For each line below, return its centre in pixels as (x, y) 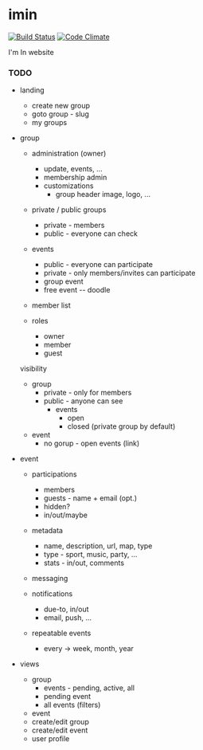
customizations (68, 186)
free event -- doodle (77, 290)
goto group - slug (61, 114)
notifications (52, 594)
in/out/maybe (65, 515)
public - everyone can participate (98, 265)
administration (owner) (69, 154)
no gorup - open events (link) (92, 443)
